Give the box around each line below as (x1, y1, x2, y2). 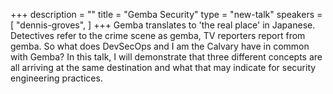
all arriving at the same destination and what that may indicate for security (10, 62, 317, 73)
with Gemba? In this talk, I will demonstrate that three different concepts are (10, 51, 323, 63)
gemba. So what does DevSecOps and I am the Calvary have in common (10, 40, 310, 52)
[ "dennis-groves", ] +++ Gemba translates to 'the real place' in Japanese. (10, 19, 316, 31)
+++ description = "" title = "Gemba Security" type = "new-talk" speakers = (10, 9, 323, 20)
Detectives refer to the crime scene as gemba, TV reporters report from (10, 30, 306, 41)
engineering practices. (10, 72, 103, 84)
